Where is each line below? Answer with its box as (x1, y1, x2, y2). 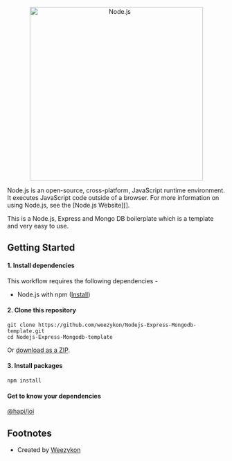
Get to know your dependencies (7, 392, 102, 400)
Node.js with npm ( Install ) (17, 290, 91, 299)
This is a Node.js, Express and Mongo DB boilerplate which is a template (7, 215, 214, 222)
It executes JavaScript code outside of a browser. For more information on (7, 194, 220, 201)
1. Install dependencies (7, 261, 75, 269)
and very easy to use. (7, 222, 69, 230)
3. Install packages (7, 362, 63, 370)
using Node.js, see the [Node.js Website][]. (7, 201, 130, 209)
